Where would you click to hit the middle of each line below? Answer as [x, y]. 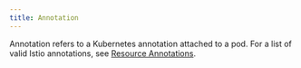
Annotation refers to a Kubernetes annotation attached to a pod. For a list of [151, 44]
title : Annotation [44, 18]
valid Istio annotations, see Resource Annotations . [103, 53]
